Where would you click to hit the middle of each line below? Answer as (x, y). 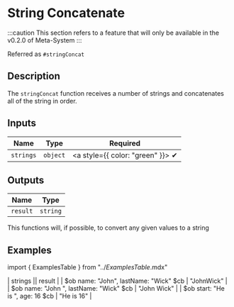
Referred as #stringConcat (46, 54)
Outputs (26, 180)
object (55, 155)
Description (34, 76)
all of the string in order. (42, 101)
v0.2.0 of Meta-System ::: (45, 40)
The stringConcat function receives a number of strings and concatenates (116, 93)
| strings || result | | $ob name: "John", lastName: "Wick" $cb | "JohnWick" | (118, 281)
